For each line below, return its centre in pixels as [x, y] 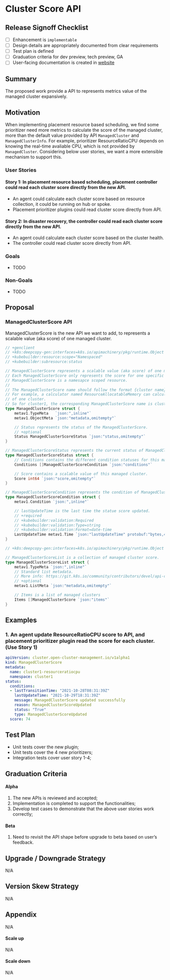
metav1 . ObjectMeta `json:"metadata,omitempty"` [65, 418]
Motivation [23, 112]
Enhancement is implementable [45, 40]
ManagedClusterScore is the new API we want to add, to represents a [78, 333]
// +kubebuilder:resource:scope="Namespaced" [54, 357]
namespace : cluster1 [31, 677]
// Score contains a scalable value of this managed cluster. [81, 474]
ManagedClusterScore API [39, 322]
